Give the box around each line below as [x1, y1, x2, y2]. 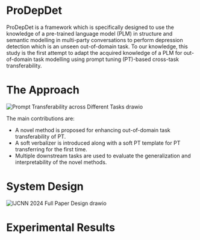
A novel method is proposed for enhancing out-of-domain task [14, 126, 170, 133]
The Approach [6, 83, 80, 97]
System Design [6, 180, 84, 194]
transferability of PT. [14, 133, 66, 140]
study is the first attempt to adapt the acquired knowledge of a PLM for [6, 49, 183, 56]
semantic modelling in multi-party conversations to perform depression [6, 36, 183, 43]
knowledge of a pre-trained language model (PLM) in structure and [6, 30, 173, 37]
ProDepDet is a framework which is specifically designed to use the [6, 24, 175, 31]
